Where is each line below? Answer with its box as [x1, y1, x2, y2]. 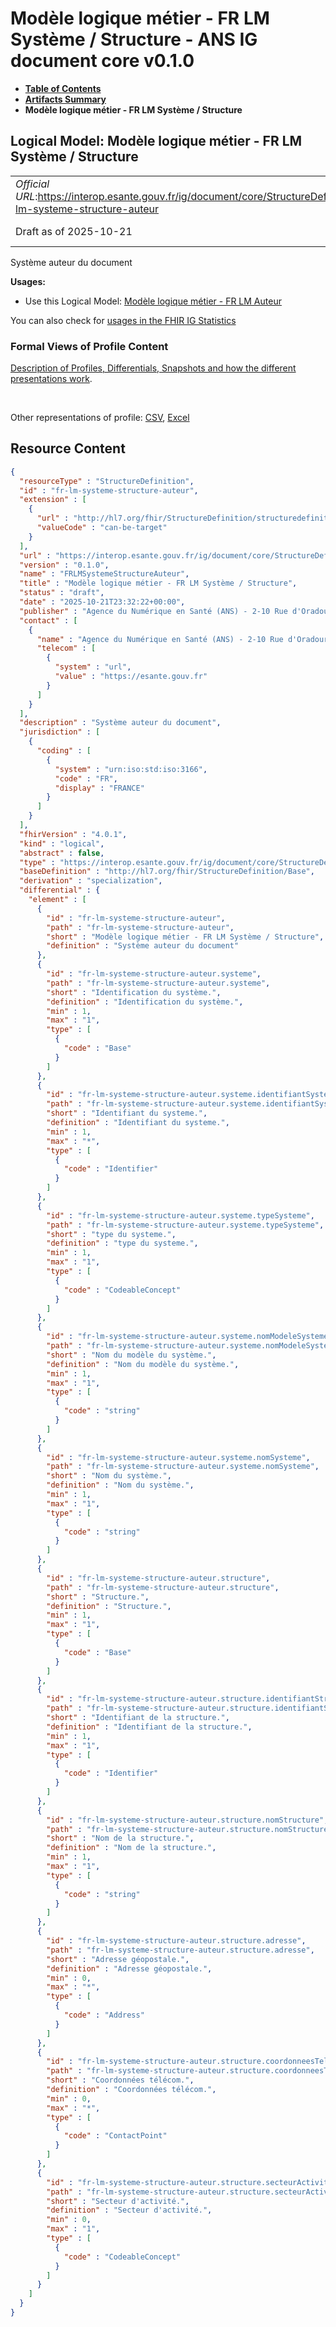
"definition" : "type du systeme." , [46, 1238, 199, 1249]
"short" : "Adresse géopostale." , [46, 1954, 190, 1964]
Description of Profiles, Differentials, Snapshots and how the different [10, 362, 297, 374]
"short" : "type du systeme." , [46, 1229, 177, 1239]
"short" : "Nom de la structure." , [46, 1833, 195, 1844]
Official [15, 177, 50, 191]
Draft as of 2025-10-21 [15, 224, 133, 238]
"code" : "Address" [63, 2010, 145, 2021]
